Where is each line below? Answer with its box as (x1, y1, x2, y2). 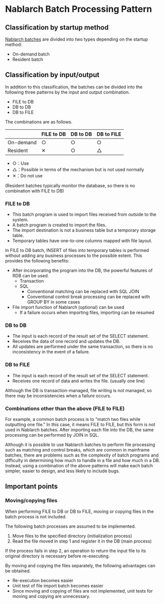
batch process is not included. (5, 513, 67, 519)
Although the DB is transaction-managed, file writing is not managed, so (5, 387, 152, 393)
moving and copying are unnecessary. (12, 593, 90, 599)
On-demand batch (12, 51, 50, 57)
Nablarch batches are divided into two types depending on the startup (5, 36, 148, 42)
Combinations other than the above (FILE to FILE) (5, 405, 125, 412)
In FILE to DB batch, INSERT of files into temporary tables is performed (5, 248, 149, 253)
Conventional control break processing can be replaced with (27, 294, 150, 300)
